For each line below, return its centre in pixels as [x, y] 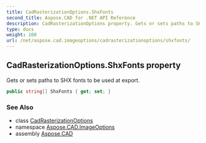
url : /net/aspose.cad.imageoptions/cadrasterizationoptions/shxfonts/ [98, 41]
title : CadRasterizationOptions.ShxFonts [60, 12]
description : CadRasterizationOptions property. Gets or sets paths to [100, 23]
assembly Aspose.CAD [44, 133]
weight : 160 [21, 35]
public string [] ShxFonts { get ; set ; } [59, 91]
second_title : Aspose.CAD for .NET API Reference [71, 18]
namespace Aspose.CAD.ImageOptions [65, 127]
